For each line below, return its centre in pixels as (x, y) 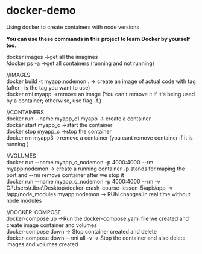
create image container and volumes (52, 225)
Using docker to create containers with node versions (73, 27)
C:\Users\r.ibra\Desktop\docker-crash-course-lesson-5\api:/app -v (90, 188)
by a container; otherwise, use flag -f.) (54, 101)
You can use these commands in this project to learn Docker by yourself (98, 39)
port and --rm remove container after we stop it (65, 175)
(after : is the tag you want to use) (48, 87)
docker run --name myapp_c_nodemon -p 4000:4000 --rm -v (84, 181)
